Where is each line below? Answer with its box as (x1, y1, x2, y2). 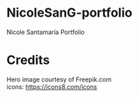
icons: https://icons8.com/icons (6, 82, 97, 91)
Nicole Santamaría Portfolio (6, 28, 85, 36)
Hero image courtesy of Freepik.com (6, 75, 112, 83)
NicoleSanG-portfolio (6, 5, 133, 21)
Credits (6, 52, 50, 68)
